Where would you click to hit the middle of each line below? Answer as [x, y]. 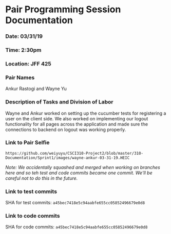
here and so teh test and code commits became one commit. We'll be [79, 173]
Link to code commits [33, 216]
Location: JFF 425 [28, 63]
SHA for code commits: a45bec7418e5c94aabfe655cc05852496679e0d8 [77, 227]
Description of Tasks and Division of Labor [59, 102]
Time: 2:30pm [23, 50]
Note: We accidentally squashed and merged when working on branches [83, 167]
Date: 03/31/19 [24, 36]
